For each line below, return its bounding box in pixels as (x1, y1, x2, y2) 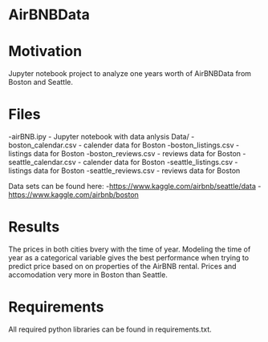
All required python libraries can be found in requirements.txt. (8, 324, 213, 334)
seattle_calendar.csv (8, 158, 76, 167)
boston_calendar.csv (8, 140, 77, 150)
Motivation (8, 42, 83, 61)
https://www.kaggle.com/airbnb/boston (8, 190, 139, 199)
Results (8, 218, 60, 236)
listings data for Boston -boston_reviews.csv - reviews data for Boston (8, 149, 242, 159)
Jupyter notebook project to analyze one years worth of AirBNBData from (8, 69, 251, 78)
